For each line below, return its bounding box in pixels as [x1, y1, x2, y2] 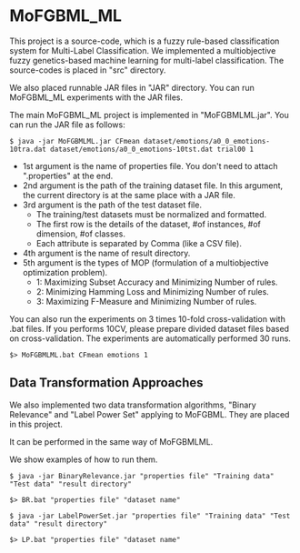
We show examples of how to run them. [9, 454, 158, 465]
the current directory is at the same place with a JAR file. [22, 189, 236, 200]
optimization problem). [22, 266, 108, 277]
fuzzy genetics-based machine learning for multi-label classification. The [9, 55, 285, 65]
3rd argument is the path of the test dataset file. [22, 199, 203, 210]
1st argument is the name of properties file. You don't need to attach [22, 160, 278, 171]
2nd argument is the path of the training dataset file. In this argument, [22, 179, 284, 191]
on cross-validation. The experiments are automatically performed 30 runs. [9, 333, 291, 344]
